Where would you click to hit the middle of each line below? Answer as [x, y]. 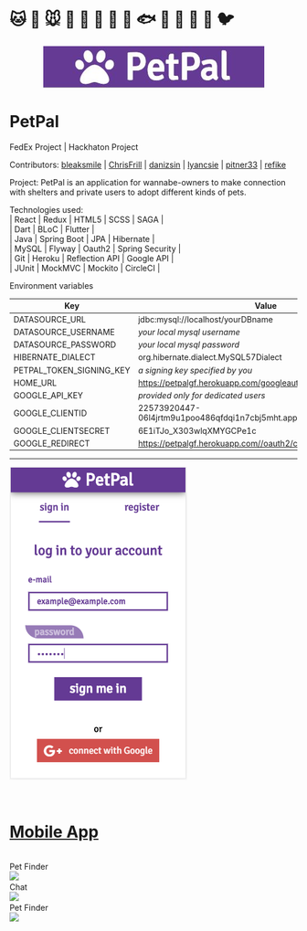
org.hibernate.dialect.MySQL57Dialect [210, 357]
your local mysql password [189, 344]
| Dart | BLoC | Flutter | [52, 229]
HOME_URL [35, 383]
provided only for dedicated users [202, 396]
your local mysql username [189, 332]
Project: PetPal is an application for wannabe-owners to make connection [148, 182]
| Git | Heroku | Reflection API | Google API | [92, 258]
